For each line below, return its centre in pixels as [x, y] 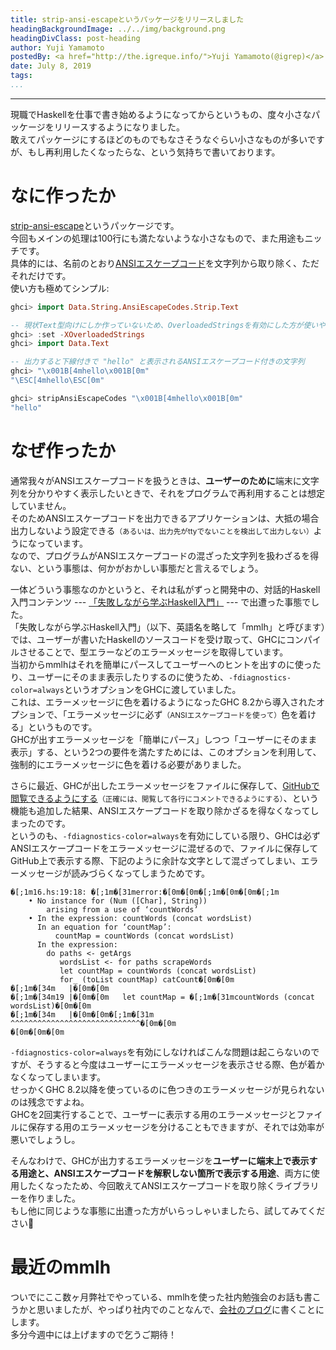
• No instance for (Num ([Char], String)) [118, 901]
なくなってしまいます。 [58, 1077]
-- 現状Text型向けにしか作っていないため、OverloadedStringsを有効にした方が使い [164, 325]
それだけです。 [41, 275]
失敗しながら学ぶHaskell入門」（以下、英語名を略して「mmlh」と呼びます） [172, 627]
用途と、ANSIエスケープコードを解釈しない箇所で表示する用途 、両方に [165, 1173]
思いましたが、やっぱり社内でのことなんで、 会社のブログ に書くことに [180, 1309]
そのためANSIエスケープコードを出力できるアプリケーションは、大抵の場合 [165, 518]
